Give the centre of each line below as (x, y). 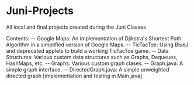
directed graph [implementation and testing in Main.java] (74, 76)
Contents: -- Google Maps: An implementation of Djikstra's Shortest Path (94, 38)
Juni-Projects (40, 11)
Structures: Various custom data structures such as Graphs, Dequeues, (92, 57)
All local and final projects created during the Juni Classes (76, 27)
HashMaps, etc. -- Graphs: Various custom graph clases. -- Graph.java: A (95, 63)
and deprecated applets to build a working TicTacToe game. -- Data (87, 50)
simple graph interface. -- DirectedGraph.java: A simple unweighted (88, 69)
